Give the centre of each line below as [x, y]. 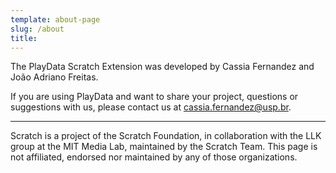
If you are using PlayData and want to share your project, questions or [154, 97]
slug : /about [37, 29]
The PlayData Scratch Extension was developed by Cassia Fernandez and [162, 67]
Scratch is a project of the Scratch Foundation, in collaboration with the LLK [166, 136]
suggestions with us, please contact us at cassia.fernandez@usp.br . [151, 107]
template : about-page [55, 19]
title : [24, 38]
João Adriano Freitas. [54, 77]
